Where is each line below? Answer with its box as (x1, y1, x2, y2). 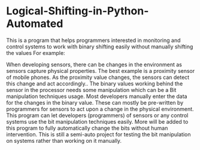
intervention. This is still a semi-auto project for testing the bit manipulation (6, 130, 191, 138)
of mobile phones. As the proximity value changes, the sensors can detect (6, 74, 190, 81)
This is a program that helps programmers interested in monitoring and (6, 36, 181, 44)
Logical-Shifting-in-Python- (6, 4, 149, 18)
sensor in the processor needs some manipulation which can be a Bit (6, 86, 177, 93)
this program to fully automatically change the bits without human (6, 124, 168, 131)
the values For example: (6, 49, 65, 56)
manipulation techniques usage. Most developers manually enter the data (6, 93, 187, 100)
